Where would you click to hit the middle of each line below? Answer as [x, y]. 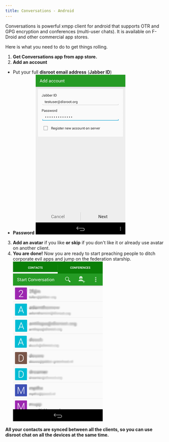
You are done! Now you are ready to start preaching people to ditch [84, 253]
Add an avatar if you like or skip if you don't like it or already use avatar [88, 242]
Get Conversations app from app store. [55, 57]
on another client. [31, 248]
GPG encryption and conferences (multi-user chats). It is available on [78, 31]
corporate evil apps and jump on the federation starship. [72, 259]
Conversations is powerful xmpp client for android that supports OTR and [82, 26]
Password [23, 232]
